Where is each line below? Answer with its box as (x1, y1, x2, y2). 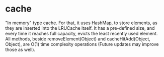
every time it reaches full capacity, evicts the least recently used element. (5, 30, 158, 36)
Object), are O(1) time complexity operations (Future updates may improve (5, 41, 159, 47)
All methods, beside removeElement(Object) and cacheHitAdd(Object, (5, 36, 151, 42)
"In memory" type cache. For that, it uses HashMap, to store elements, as (5, 20, 157, 26)
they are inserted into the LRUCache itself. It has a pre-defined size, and (5, 25, 155, 31)
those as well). (5, 46, 36, 52)
